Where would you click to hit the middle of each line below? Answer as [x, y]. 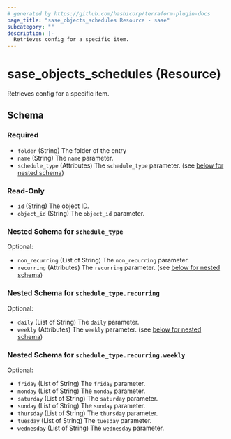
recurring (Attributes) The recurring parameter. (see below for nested [119, 268]
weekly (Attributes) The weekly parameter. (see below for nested [109, 329]
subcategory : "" [31, 27]
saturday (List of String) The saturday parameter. [88, 398]
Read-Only [26, 191]
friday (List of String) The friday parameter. [81, 383]
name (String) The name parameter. [65, 158]
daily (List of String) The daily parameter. [78, 322]
